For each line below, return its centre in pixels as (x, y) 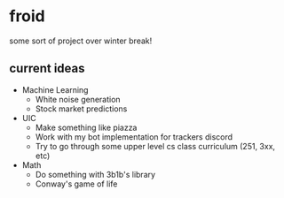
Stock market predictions (81, 109)
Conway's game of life (76, 184)
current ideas (47, 69)
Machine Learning (55, 89)
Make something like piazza (86, 127)
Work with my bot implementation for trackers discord (134, 137)
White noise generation (78, 99)
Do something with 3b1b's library (95, 174)
